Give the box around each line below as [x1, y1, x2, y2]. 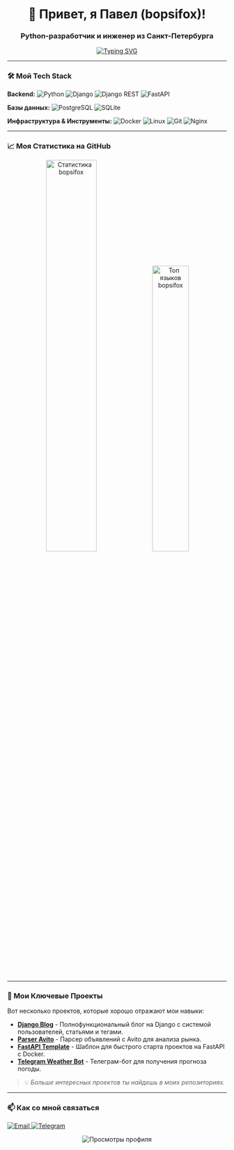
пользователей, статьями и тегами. [17, 1027, 123, 1036]
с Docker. [17, 1050, 45, 1058]
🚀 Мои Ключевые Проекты [7, 991, 103, 1000]
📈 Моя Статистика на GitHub [7, 141, 111, 150]
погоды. [17, 1065, 42, 1073]
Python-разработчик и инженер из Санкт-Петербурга [20, 31, 214, 41]
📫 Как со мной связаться [7, 1103, 100, 1113]
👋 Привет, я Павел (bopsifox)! [28, 6, 206, 22]
